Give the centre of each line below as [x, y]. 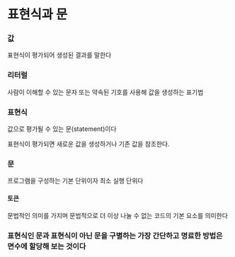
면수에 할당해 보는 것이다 [47, 246]
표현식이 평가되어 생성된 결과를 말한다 [59, 55]
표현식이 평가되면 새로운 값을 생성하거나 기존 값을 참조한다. [88, 144]
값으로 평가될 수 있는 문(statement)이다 [62, 129]
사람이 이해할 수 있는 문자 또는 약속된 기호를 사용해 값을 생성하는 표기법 [105, 92]
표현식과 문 [38, 15]
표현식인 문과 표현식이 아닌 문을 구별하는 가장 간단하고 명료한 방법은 [115, 236]
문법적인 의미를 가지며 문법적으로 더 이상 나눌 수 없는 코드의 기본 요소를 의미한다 [118, 215]
